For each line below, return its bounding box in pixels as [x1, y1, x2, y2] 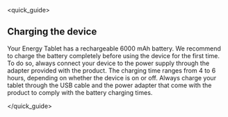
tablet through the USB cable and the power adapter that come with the [7, 81, 212, 89]
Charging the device [7, 26, 97, 37]
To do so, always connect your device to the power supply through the [7, 59, 210, 67]
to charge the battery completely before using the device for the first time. [7, 51, 220, 60]
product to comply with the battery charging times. [7, 88, 153, 96]
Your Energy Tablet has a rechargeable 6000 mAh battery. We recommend [7, 44, 221, 53]
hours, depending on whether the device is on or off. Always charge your [7, 73, 217, 82]
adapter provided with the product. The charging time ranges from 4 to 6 [7, 66, 216, 75]
